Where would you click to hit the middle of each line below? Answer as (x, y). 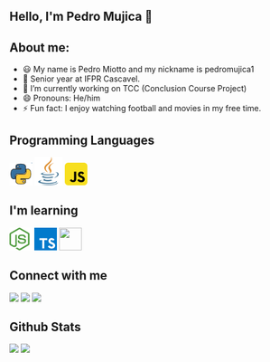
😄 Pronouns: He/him (61, 98)
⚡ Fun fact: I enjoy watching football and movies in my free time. (142, 109)
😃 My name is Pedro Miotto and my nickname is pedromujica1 (138, 70)
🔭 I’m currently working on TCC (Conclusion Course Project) (135, 89)
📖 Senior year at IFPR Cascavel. (81, 79)
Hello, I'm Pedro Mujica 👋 (81, 17)
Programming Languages (82, 140)
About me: (40, 48)
